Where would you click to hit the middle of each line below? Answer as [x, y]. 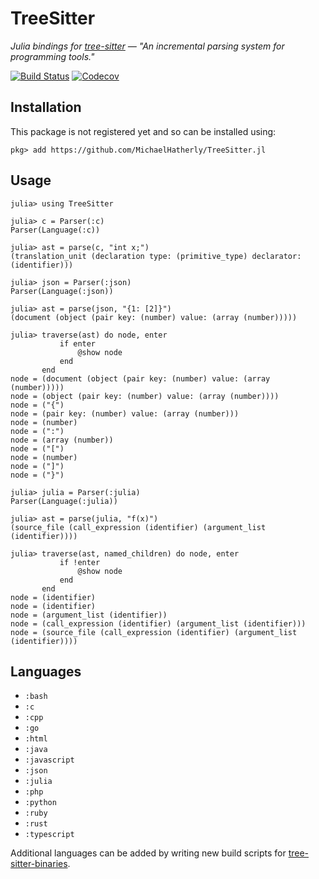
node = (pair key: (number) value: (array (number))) [125, 413]
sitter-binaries [39, 864]
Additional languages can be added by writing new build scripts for [148, 853]
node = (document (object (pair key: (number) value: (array [140, 378]
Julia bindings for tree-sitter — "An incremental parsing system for [147, 46]
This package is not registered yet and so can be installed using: [143, 131]
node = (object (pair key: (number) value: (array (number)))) [145, 396]
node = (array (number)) [62, 440]
